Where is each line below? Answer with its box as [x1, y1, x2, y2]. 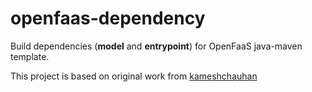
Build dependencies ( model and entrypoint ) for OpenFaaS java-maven [10, 40, 303, 52]
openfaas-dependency [10, 7, 206, 30]
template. [10, 50, 50, 62]
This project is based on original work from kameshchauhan [10, 70, 258, 82]
